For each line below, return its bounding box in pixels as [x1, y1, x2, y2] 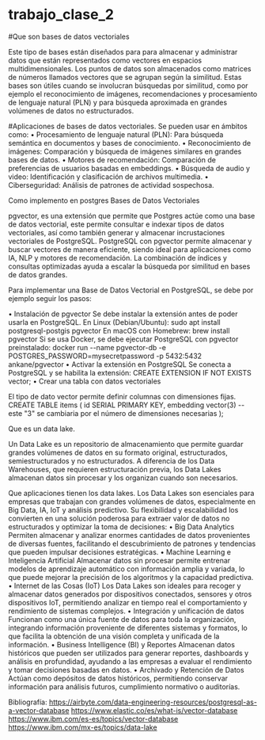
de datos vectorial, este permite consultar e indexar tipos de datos [8, 219, 225, 229]
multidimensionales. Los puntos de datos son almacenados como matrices [8, 63, 252, 73]
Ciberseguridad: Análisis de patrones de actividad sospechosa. [8, 180, 215, 189]
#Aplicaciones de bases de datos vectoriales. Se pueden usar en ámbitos [8, 121, 248, 131]
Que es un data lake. [8, 424, 75, 433]
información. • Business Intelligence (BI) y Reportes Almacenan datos [8, 639, 236, 649]
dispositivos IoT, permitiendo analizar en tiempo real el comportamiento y [8, 597, 248, 607]
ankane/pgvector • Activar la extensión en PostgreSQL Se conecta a [8, 359, 232, 369]
